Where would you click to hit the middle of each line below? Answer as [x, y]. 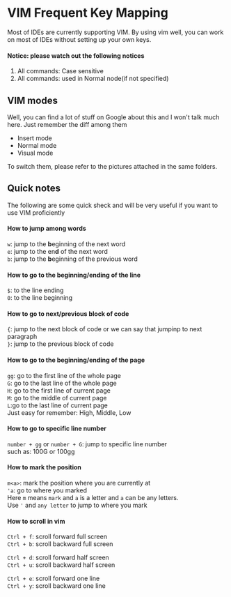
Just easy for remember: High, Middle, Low [69, 412]
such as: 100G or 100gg [41, 451]
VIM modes [32, 100]
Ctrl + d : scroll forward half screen [58, 558]
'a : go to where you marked [47, 490]
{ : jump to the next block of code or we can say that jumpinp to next [105, 329]
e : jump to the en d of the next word [57, 251]
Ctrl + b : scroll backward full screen [60, 544]
